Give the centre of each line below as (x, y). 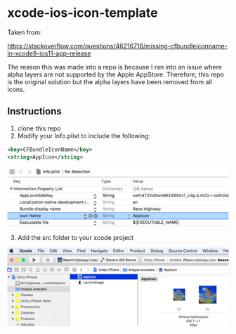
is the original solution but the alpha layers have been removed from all (110, 81)
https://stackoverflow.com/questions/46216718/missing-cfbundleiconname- (118, 46)
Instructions (34, 111)
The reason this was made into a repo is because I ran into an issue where (115, 67)
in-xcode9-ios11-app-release (49, 53)
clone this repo (39, 128)
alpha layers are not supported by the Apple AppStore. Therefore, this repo (116, 74)
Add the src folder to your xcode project (76, 238)
